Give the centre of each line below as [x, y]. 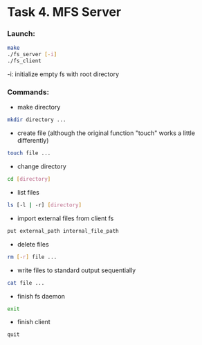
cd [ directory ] [29, 179]
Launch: [21, 34]
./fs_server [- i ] [32, 55]
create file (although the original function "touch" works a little [106, 133]
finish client [34, 322]
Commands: [28, 92]
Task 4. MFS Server [64, 12]
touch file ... [29, 153]
